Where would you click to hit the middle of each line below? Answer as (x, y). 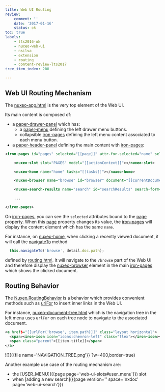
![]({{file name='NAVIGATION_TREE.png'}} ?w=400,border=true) (70, 355)
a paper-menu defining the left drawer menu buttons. (73, 129)
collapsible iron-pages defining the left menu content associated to (87, 134)
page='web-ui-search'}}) (38, 385)
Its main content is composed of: (38, 114)
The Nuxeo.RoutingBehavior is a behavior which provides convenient (75, 298)
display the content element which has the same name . (60, 227)
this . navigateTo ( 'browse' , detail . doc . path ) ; (57, 251)
